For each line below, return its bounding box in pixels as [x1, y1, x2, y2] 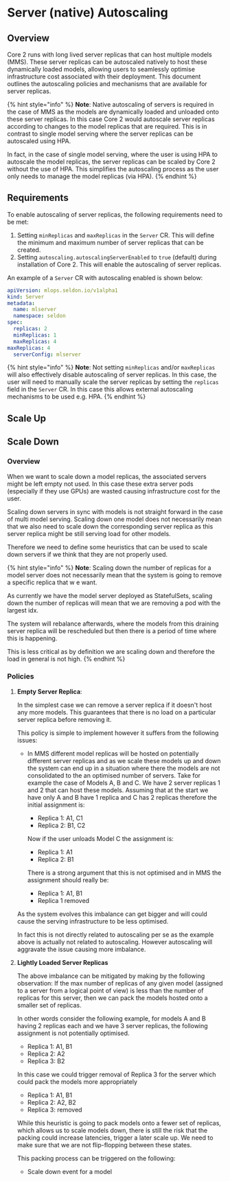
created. [16, 246, 41, 254]
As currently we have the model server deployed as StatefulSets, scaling [7, 591, 213, 599]
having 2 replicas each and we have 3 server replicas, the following [16, 1021, 208, 1030]
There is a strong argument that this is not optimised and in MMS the [27, 869, 222, 877]
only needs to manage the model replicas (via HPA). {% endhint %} [7, 172, 197, 180]
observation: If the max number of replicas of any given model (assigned [16, 979, 223, 987]
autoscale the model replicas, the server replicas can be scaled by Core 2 [7, 158, 216, 166]
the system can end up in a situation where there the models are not [27, 764, 220, 772]
